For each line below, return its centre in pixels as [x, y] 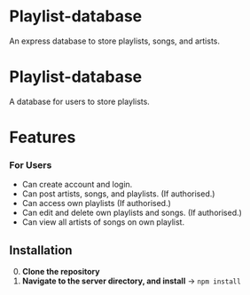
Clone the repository [61, 272]
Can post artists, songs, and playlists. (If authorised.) [118, 194]
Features [43, 137]
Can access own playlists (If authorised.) [96, 203]
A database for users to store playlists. [80, 101]
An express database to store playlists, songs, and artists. [114, 41]
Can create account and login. [77, 185]
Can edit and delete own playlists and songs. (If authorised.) [132, 213]
